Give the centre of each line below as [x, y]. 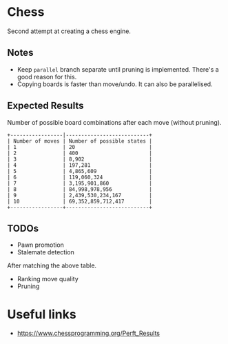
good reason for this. [47, 77]
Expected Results [45, 106]
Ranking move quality [48, 279]
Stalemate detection [45, 252]
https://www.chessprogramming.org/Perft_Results [89, 333]
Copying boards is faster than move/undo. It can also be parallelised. [115, 84]
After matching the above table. [52, 265]
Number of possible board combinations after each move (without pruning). [114, 122]
